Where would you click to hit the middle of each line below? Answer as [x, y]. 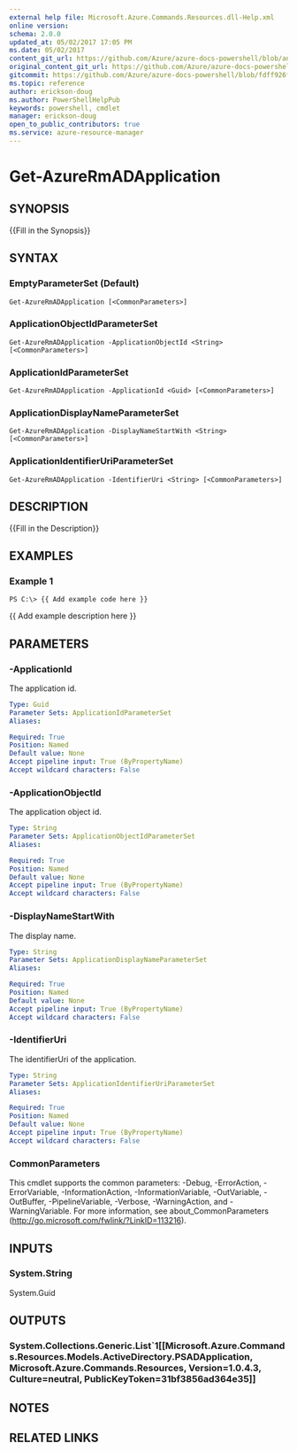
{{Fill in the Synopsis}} [50, 230]
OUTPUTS [38, 1321]
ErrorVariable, [34, 1192]
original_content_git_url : [59, 67]
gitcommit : [29, 75]
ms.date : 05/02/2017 [47, 50]
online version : [39, 26]
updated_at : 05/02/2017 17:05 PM [71, 42]
